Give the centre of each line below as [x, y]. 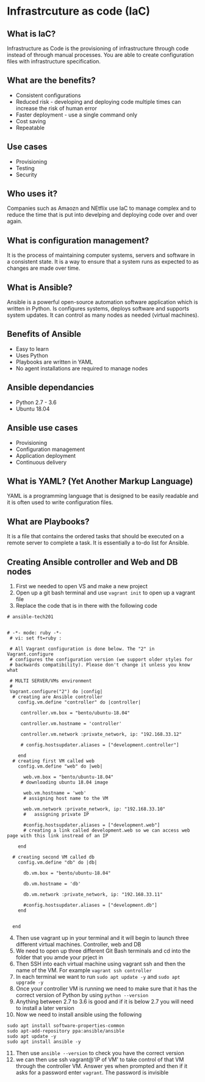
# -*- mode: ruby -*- [34, 633]
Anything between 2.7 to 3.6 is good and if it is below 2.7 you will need [105, 1001]
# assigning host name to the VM [66, 798]
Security [26, 175]
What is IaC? [31, 34]
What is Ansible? [40, 287]
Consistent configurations [48, 95]
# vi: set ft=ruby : [36, 638]
